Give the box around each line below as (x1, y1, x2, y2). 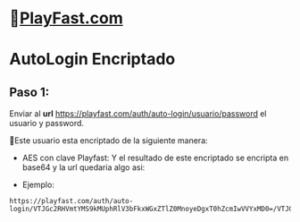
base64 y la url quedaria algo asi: (21, 162, 146, 173)
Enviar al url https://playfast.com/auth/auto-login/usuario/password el (9, 108, 267, 119)
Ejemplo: (21, 179, 55, 191)
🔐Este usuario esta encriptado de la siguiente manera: (9, 135, 208, 146)
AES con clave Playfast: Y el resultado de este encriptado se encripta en (21, 152, 288, 164)
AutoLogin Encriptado (9, 49, 176, 70)
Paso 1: (9, 84, 50, 99)
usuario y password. (9, 118, 85, 129)
